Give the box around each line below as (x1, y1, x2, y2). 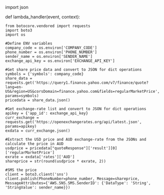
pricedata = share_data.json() (5, 98, 70, 103)
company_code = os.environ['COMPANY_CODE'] (5, 45, 97, 50)
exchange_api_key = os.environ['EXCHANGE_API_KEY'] (5, 58, 115, 63)
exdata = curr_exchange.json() (5, 128, 70, 133)
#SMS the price (5, 168, 37, 173)
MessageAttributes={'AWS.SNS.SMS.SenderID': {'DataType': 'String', (5, 181, 151, 186)
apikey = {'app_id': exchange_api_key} (5, 111, 88, 116)
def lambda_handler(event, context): (5, 14, 80, 19)
